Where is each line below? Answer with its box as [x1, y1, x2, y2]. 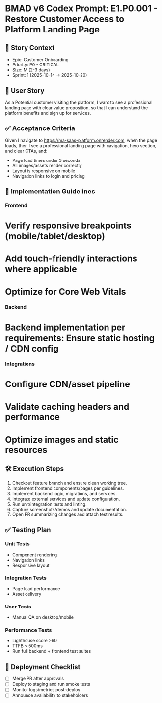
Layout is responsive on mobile [12, 168, 75, 174]
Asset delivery [12, 591, 42, 597]
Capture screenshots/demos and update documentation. [12, 506, 127, 512]
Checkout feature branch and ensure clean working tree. [12, 480, 127, 486]
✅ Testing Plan [5, 526, 51, 534]
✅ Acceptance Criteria [5, 124, 75, 133]
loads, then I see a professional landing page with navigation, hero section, [5, 142, 157, 148]
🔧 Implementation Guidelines [5, 188, 96, 196]
